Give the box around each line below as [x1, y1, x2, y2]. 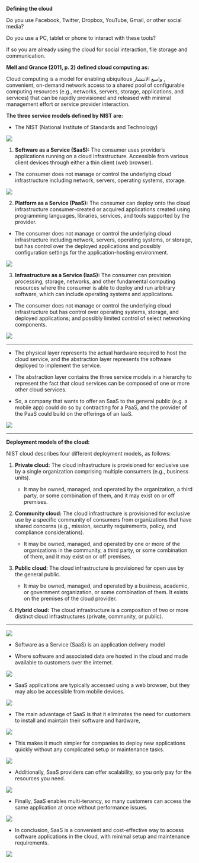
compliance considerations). [14, 529, 85, 536]
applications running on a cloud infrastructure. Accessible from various [14, 153, 188, 159]
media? [6, 23, 24, 30]
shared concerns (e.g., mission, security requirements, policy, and [14, 523, 176, 529]
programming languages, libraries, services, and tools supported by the [14, 212, 190, 219]
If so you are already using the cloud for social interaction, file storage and [6, 46, 188, 53]
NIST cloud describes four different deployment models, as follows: [6, 450, 171, 457]
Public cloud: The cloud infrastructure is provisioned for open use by [14, 564, 184, 572]
